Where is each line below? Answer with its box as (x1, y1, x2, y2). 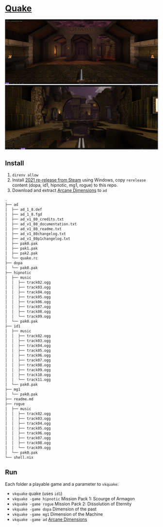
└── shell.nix (5, 455, 34, 460)
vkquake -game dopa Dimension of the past (12, 506, 97, 512)
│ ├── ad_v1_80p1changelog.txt (5, 236, 70, 241)
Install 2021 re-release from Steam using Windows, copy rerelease (12, 177, 147, 183)
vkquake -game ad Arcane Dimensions (12, 516, 87, 522)
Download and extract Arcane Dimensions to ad (12, 188, 107, 193)
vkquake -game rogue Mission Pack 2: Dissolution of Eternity (12, 501, 132, 507)
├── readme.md (5, 397, 34, 402)
